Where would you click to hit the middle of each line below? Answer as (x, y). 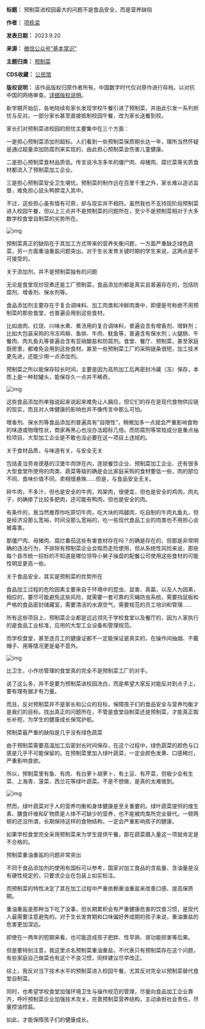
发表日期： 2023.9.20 (34, 35)
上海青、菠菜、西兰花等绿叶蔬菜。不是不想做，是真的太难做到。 (97, 781)
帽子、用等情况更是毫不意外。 (44, 646)
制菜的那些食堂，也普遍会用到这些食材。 (57, 313)
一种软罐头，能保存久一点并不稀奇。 (68, 377)
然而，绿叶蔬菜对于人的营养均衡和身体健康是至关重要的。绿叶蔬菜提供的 (97, 806)
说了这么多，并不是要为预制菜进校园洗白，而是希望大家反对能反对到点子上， (103, 684)
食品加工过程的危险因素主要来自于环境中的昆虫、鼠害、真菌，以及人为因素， (103, 589)
